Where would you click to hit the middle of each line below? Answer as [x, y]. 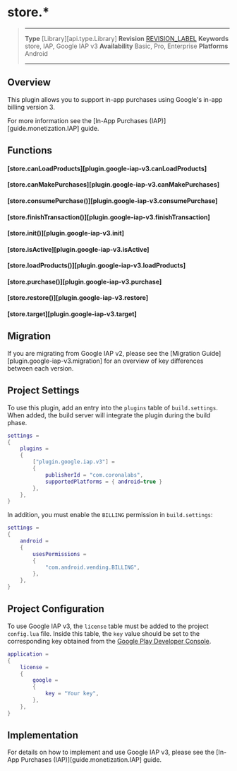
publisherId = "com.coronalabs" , [94, 475]
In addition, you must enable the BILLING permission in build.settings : [110, 515]
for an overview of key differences [154, 361]
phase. [17, 422]
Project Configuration [56, 609]
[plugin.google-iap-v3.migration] [55, 361]
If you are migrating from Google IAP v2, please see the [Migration [104, 353]
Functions [30, 150]
